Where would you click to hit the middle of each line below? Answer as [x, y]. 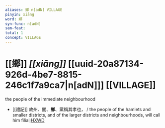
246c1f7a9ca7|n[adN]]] [55, 85]
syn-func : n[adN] [23, 24]
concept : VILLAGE [23, 38]
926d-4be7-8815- [43, 75]
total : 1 [14, 33]
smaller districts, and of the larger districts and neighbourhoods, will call [86, 115]
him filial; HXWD [28, 120]
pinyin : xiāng [20, 14]
